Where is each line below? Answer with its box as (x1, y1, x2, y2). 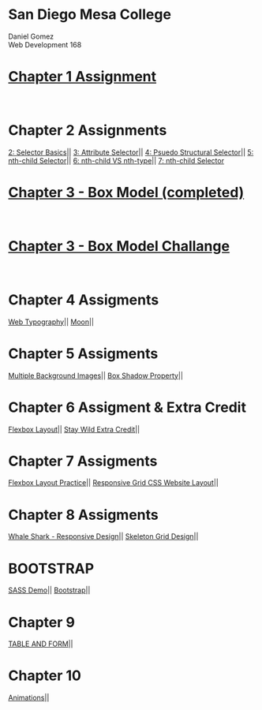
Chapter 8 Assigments (8, 506, 159, 524)
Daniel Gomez (8, 32, 54, 41)
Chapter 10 (8, 667, 81, 685)
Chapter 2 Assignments (8, 121, 167, 140)
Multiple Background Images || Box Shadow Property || (8, 371, 184, 380)
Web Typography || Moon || (8, 317, 95, 327)
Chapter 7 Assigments (8, 452, 158, 470)
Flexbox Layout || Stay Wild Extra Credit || (8, 424, 140, 434)
